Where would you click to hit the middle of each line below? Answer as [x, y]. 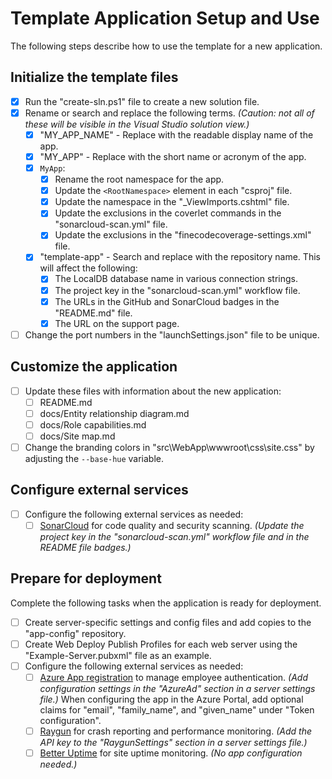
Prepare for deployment [86, 578]
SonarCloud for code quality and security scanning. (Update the [172, 525]
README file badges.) [85, 547]
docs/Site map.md [77, 436]
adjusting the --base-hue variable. [94, 458]
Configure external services [99, 490]
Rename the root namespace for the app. [139, 179]
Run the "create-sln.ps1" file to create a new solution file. [142, 101]
